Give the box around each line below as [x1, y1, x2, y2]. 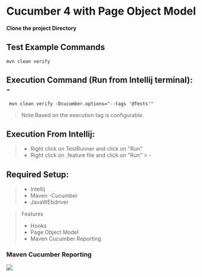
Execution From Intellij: [6, 129, 96, 139]
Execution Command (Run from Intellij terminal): [6, 75, 193, 85]
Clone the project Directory [6, 24, 77, 32]
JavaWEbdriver [30, 198, 69, 206]
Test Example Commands [6, 42, 105, 52]
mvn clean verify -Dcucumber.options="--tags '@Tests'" [9, 101, 154, 107]
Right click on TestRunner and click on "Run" [30, 145, 143, 153]
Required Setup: [6, 169, 69, 179]
